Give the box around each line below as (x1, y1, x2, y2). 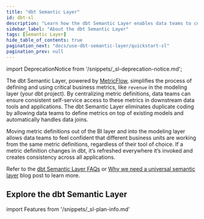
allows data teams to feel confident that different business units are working (6, 134, 196, 141)
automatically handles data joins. (6, 116, 89, 123)
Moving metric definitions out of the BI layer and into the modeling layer (6, 127, 186, 134)
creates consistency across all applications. (6, 153, 115, 161)
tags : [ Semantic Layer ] (6, 32, 67, 38)
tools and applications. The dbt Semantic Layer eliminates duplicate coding (6, 103, 194, 110)
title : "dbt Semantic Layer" (6, 9, 80, 15)
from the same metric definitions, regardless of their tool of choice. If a (6, 141, 183, 148)
